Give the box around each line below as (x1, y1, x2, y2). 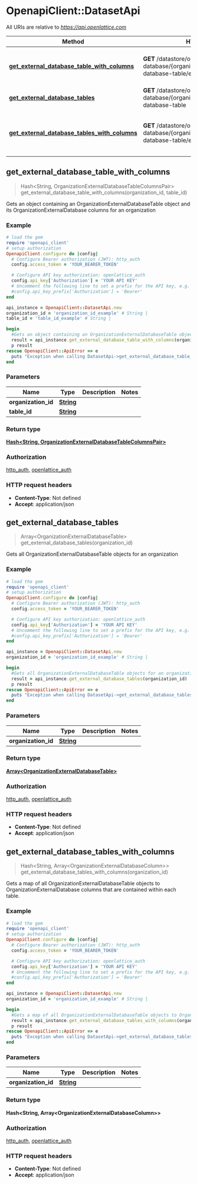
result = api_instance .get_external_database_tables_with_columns (11, 1017, 177, 1023)
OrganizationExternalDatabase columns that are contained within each (6, 886, 176, 893)
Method (62, 37, 84, 45)
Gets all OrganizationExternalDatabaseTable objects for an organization (6, 550, 178, 558)
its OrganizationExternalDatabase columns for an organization (6, 207, 156, 214)
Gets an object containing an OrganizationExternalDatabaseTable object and (6, 200, 191, 207)
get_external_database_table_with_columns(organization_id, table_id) (20, 189, 188, 196)
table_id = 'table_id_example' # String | (6, 316, 111, 322)
